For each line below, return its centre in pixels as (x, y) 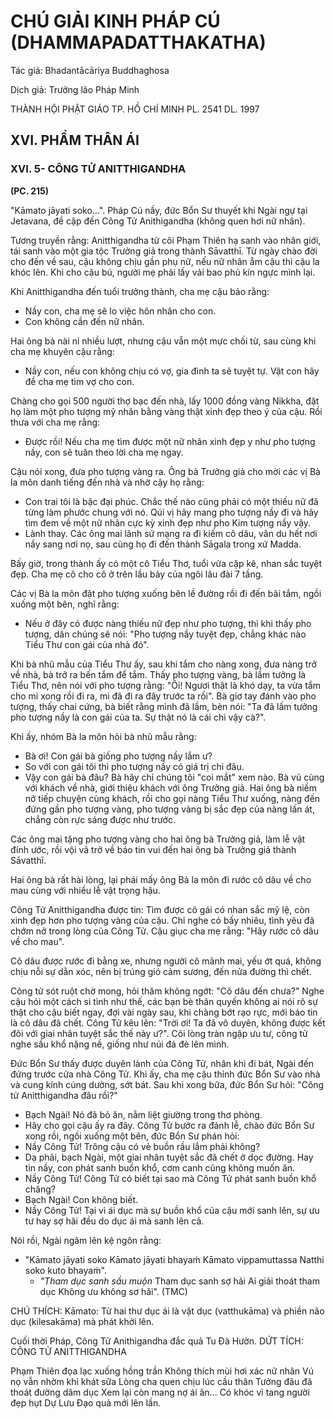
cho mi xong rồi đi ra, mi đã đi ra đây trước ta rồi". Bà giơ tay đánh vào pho (163, 696)
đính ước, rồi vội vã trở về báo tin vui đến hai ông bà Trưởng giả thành (153, 849)
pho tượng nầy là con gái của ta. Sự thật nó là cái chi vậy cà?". (138, 717)
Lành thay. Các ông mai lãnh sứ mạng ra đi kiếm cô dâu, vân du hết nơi (171, 533)
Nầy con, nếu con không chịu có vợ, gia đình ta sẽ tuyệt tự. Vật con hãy (172, 371)
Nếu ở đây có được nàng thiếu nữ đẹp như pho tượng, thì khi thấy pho (168, 623)
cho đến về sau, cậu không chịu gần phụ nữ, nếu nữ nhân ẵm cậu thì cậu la (165, 261)
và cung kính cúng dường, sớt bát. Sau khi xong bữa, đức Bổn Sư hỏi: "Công (167, 1084)
